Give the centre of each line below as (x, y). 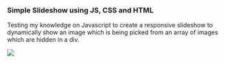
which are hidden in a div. (44, 40)
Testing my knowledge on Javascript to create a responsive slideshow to (110, 25)
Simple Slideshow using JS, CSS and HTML (81, 10)
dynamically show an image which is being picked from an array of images (113, 32)
